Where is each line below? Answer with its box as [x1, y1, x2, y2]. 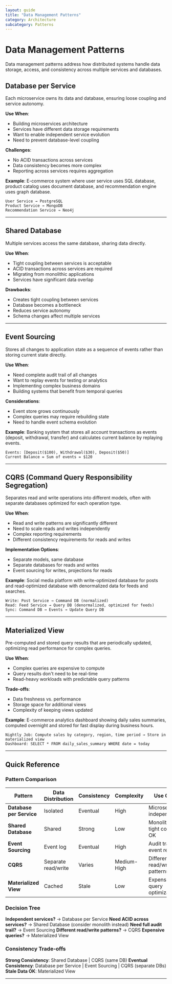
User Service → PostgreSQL [5, 199, 63, 204]
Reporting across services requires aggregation [12, 168, 114, 174]
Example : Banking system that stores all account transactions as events [5, 429, 157, 435]
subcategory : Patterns [5, 22, 54, 27]
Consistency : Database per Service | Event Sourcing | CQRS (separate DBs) [5, 962, 166, 969]
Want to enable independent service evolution [12, 132, 110, 137]
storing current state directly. [5, 352, 67, 358]
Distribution [44, 795, 74, 802]
